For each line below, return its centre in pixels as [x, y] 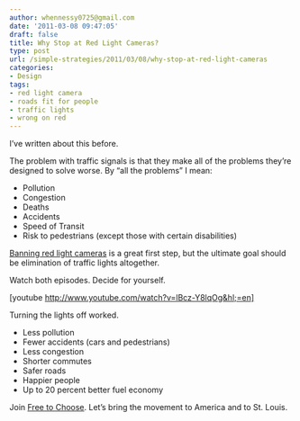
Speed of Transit [53, 227]
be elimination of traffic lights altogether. [85, 263]
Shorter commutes [57, 362]
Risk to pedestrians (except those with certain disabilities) [129, 236]
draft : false [34, 34]
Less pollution [48, 333]
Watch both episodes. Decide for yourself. [87, 281]
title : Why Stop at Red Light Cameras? [84, 43]
